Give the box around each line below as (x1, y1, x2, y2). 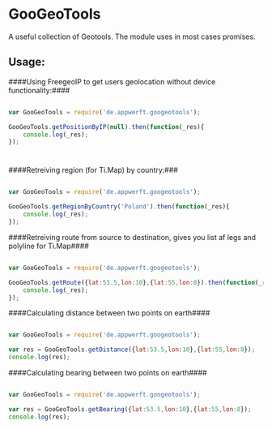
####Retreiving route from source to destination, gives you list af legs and (8, 232, 257, 242)
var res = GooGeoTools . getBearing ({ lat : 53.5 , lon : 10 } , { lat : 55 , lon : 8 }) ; (8, 405, 252, 414)
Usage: (8, 55, 46, 69)
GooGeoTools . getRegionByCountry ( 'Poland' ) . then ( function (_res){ (8, 203, 230, 211)
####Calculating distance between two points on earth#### (8, 308, 210, 318)
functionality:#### (8, 85, 70, 95)
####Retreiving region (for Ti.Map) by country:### (8, 165, 178, 175)
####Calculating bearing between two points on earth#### (8, 368, 208, 378)
